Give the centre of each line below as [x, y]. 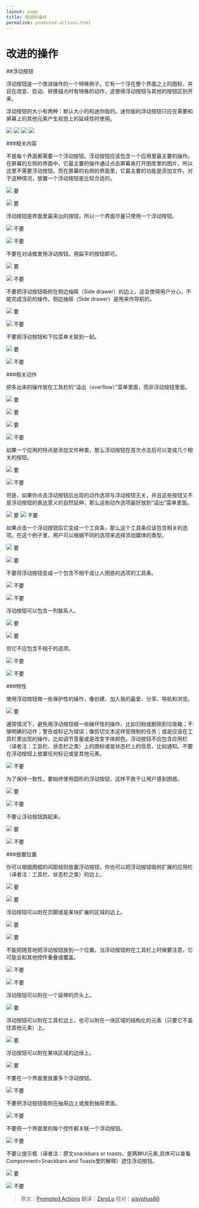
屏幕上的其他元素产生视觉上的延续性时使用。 [61, 118]
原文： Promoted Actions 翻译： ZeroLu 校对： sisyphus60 [90, 1199]
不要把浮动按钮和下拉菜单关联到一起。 [53, 337]
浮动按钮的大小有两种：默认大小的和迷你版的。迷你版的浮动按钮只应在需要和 [99, 111]
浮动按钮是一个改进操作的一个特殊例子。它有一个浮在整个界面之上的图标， [97, 84]
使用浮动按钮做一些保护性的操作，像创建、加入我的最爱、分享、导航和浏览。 [99, 699]
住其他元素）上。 [27, 1028]
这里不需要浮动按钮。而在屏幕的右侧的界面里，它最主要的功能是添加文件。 [97, 171]
